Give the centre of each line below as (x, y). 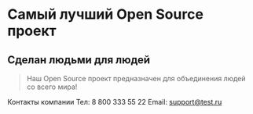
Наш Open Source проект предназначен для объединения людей (136, 78)
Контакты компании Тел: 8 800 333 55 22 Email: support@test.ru (115, 102)
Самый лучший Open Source (105, 14)
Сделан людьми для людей (79, 60)
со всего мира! (52, 87)
